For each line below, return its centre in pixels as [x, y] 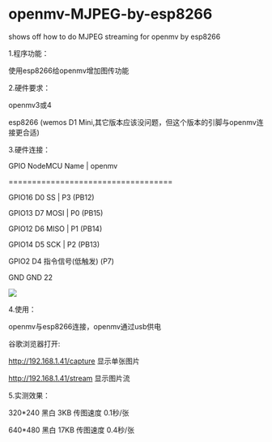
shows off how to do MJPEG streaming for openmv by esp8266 [115, 36]
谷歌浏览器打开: [34, 343]
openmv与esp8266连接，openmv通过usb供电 [85, 326]
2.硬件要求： [30, 88]
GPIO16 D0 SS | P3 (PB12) [51, 197]
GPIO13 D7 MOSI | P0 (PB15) [56, 212]
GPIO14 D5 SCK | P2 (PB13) [54, 244]
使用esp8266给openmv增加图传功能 [69, 71]
